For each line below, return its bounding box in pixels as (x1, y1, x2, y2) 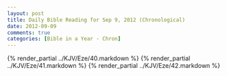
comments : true (7, 29, 51, 36)
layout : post (7, 10, 45, 17)
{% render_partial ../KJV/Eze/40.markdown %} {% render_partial (7, 54, 191, 62)
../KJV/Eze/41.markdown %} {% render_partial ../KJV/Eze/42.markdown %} (7, 62, 221, 70)
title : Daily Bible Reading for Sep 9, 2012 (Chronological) (7, 16, 186, 23)
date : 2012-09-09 (7, 23, 57, 29)
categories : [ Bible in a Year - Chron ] (7, 36, 121, 42)
